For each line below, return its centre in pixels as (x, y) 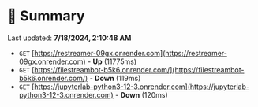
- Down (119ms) (115, 78)
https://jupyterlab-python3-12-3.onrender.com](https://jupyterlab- (142, 87)
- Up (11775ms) (112, 61)
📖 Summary (46, 16)
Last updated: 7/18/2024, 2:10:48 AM (69, 38)
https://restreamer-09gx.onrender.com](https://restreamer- (131, 53)
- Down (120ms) (142, 94)
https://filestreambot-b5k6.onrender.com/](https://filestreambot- (139, 69)
